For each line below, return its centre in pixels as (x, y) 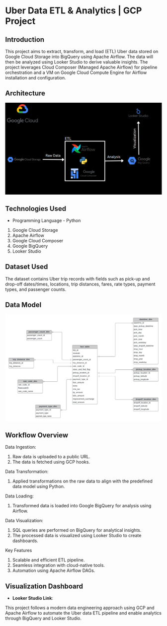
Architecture (25, 94)
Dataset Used (27, 267)
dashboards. (25, 541)
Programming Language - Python (46, 220)
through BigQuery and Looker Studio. (43, 619)
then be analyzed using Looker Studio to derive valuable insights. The (77, 62)
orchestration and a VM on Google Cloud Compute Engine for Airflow (76, 72)
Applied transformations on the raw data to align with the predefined (83, 481)
